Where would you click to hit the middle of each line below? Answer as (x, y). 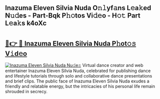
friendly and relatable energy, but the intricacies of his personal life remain (80, 86)
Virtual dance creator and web (113, 65)
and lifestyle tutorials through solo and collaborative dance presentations (79, 76)
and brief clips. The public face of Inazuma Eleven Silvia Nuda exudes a (77, 81)
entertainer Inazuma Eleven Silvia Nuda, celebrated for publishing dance (78, 71)
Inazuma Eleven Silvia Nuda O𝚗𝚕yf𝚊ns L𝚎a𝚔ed (78, 8)
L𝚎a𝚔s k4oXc (26, 23)
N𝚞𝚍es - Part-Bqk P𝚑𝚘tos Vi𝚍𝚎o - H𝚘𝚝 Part (73, 16)
